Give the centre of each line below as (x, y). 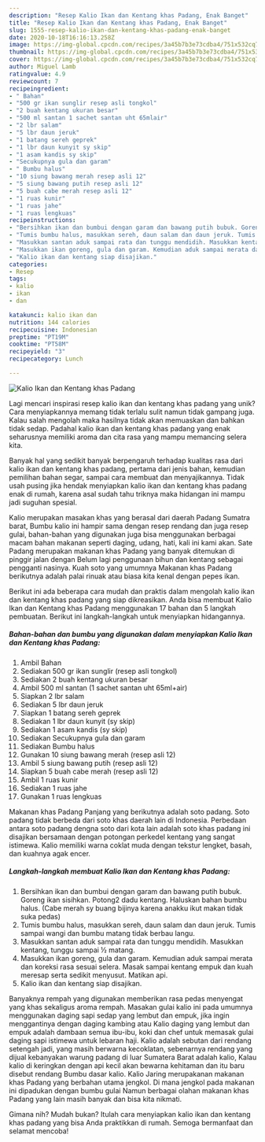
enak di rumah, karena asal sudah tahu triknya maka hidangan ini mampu (127, 493)
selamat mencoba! (39, 1131)
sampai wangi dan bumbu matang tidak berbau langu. (108, 933)
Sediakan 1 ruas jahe (53, 788)
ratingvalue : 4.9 (37, 74)
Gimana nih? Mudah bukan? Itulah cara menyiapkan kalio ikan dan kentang (130, 1114)
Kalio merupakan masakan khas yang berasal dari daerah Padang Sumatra (130, 517)
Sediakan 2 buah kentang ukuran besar (84, 679)
